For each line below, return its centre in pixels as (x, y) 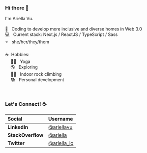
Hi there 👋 (17, 8)
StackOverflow (26, 135)
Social (15, 119)
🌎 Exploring (24, 67)
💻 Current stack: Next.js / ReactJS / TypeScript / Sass (61, 34)
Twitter (16, 143)
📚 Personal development (37, 80)
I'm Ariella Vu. (19, 19)
